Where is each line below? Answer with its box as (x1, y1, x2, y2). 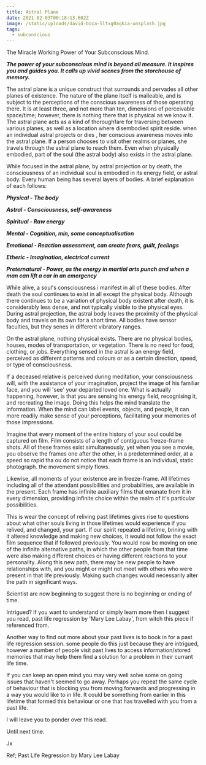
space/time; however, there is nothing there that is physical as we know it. (6, 112, 193, 119)
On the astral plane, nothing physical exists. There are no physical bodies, (6, 335, 193, 343)
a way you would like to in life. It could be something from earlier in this (6, 691, 186, 699)
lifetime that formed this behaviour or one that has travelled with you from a (6, 697, 197, 705)
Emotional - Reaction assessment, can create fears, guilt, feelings (6, 242, 179, 249)
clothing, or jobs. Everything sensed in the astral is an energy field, (6, 348, 175, 355)
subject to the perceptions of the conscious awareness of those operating (6, 99, 194, 106)
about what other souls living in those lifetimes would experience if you (6, 519, 186, 527)
